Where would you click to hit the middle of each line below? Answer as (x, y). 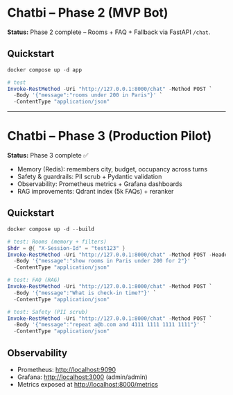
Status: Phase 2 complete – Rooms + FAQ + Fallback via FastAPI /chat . (109, 32)
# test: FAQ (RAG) (34, 280)
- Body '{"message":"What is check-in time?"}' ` (85, 293)
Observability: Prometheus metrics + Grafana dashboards (100, 184)
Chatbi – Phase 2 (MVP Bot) (88, 13)
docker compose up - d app (44, 70)
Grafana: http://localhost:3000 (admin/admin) (82, 377)
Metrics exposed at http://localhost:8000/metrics (87, 384)
